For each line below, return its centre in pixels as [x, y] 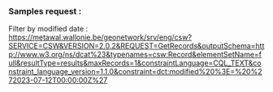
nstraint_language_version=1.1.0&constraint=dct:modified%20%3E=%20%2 [135, 72]
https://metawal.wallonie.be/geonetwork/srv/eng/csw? [100, 37]
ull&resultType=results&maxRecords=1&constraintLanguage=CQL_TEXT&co [135, 63]
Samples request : [45, 11]
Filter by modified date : [48, 29]
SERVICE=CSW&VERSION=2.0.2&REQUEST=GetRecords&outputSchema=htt [136, 46]
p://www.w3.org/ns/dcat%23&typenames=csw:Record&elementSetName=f [135, 55]
